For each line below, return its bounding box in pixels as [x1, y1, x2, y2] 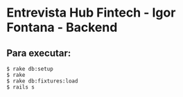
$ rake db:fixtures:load [6, 78, 78, 85]
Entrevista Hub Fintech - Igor [6, 5, 176, 21]
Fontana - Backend [6, 19, 118, 35]
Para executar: [6, 47, 71, 59]
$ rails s [6, 84, 35, 91]
